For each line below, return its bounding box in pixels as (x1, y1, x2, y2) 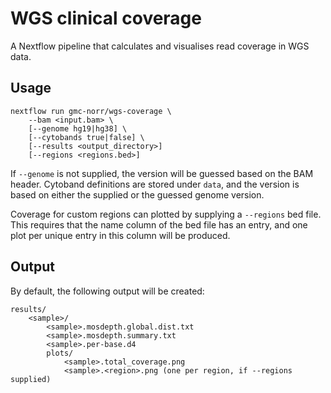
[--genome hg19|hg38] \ (28, 123, 128, 134)
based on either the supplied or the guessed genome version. (10, 188, 265, 201)
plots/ (46, 348, 74, 358)
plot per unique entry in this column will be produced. (10, 229, 231, 241)
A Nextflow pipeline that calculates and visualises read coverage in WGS (10, 40, 310, 52)
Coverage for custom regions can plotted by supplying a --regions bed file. (10, 208, 322, 220)
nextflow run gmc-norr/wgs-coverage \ (10, 106, 172, 116)
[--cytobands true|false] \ (28, 132, 145, 142)
